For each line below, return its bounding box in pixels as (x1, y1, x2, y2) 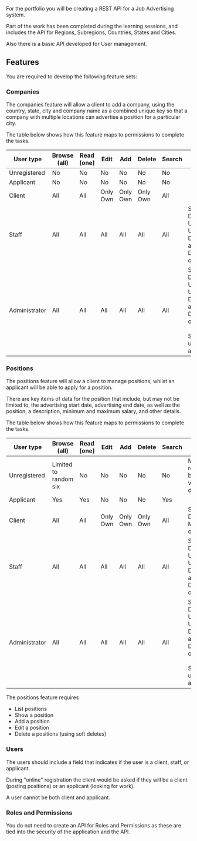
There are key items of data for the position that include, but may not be (6, 395, 180, 403)
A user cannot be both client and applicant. (6, 794, 110, 801)
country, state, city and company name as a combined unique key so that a (6, 107, 188, 114)
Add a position (14, 718, 50, 725)
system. (6, 11, 25, 18)
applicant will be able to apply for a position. (6, 384, 113, 391)
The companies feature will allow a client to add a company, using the (6, 101, 175, 108)
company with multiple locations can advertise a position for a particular (6, 114, 181, 121)
